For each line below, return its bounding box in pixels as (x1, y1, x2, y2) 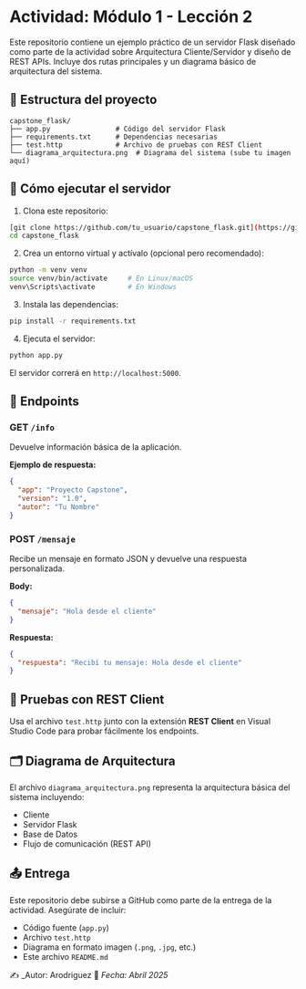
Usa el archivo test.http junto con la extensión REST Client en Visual (9, 716, 271, 727)
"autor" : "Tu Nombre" (17, 503, 100, 512)
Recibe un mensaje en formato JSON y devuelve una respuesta (9, 554, 248, 565)
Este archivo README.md (22, 951, 109, 962)
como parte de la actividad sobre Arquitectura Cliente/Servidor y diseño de (9, 46, 291, 57)
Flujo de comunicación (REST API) (22, 838, 152, 849)
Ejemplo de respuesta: (9, 459, 97, 471)
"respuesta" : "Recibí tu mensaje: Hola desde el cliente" (17, 658, 243, 667)
